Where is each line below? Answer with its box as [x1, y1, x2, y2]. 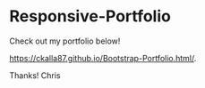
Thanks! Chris [9, 69, 61, 81]
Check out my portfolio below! [9, 36, 121, 46]
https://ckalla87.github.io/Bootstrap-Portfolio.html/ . [9, 52, 197, 63]
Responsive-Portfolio [9, 6, 172, 27]
